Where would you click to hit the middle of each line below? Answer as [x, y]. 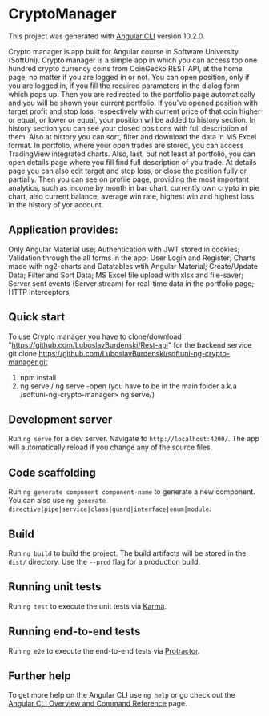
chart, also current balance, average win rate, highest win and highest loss [131, 196]
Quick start [37, 317]
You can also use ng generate [57, 501]
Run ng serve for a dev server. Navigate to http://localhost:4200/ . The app [134, 439]
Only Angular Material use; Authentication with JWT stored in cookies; [124, 249]
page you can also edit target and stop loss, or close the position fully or [127, 171]
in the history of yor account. [56, 204]
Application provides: [63, 230]
